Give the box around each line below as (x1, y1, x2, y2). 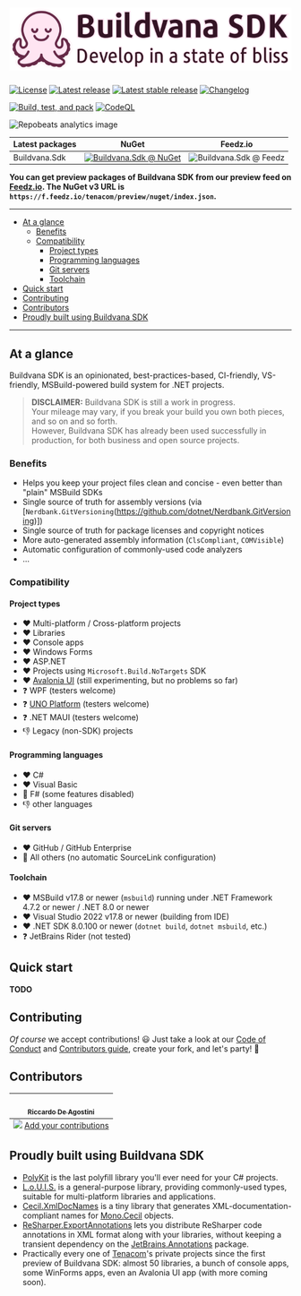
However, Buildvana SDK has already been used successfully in (30, 425, 267, 436)
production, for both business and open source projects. (30, 435, 240, 445)
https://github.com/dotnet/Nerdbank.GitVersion (116, 506, 291, 517)
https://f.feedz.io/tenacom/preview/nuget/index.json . (9, 191, 217, 202)
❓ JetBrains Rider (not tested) (21, 931, 132, 942)
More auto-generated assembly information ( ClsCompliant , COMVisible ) (21, 535, 285, 545)
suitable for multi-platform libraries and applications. (21, 1190, 217, 1202)
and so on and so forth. (30, 416, 118, 426)
